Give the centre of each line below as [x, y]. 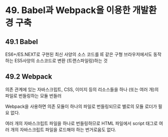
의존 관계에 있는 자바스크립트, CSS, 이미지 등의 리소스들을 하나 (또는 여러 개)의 [82, 89]
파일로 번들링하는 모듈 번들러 [33, 95]
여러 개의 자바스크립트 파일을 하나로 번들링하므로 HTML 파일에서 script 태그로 [81, 123]
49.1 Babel [22, 41]
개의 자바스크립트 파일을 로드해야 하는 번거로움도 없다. [63, 129]
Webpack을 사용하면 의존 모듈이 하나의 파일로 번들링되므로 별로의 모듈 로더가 [81, 106]
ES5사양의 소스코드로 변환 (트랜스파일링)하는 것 [61, 60]
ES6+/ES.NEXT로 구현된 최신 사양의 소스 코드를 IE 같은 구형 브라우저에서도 [79, 54]
